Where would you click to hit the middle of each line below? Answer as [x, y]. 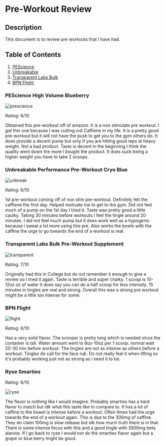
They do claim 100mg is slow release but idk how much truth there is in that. [82, 423]
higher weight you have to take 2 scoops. [47, 157]
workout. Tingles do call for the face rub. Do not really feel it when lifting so [82, 353]
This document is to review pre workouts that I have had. [63, 39]
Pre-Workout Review [49, 9]
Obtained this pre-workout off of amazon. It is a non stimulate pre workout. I [82, 125]
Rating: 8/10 [17, 116]
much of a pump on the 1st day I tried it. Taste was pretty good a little [75, 210]
